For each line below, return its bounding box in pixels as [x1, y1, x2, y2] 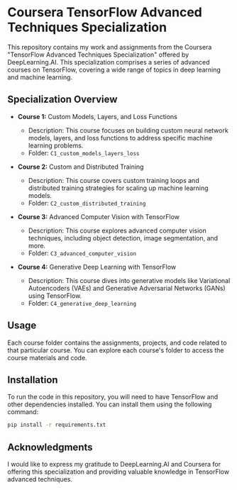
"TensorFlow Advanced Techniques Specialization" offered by [7, 50, 189, 59]
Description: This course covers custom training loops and [28, 176, 200, 184]
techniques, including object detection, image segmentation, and [28, 233, 219, 242]
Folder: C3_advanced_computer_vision [28, 249, 137, 257]
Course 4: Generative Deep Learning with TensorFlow [17, 262, 177, 271]
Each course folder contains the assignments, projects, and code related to [7, 338, 227, 347]
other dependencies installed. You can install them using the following [7, 400, 212, 408]
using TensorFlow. [28, 291, 82, 300]
